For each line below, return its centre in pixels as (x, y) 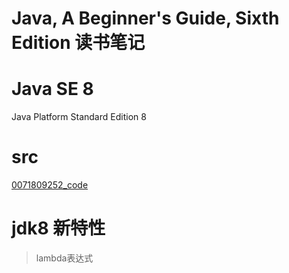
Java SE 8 (52, 89)
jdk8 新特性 (58, 228)
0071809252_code (50, 185)
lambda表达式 (64, 258)
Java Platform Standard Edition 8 (79, 117)
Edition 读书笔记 (78, 43)
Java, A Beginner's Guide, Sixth (145, 18)
